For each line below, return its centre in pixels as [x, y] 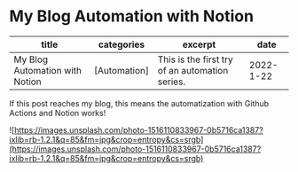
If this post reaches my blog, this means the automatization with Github [139, 103]
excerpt [199, 44]
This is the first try [195, 59]
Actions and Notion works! [58, 113]
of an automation [193, 70]
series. [172, 82]
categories [122, 44]
